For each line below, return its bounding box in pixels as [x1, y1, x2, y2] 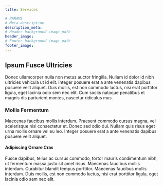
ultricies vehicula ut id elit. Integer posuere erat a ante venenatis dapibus [5, 79, 151, 85]
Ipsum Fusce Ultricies [5, 61, 72, 70]
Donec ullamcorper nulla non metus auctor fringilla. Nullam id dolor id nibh [5, 74, 154, 80]
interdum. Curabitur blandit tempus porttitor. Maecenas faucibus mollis [5, 166, 147, 172]
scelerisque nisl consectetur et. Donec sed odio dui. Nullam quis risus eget [5, 123, 155, 129]
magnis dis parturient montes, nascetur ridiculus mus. [5, 94, 113, 100]
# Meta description [5, 20, 45, 25]
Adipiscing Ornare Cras [5, 145, 54, 150]
